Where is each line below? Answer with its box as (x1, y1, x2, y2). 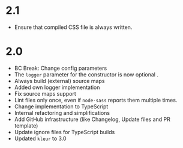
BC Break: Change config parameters (14, 64, 107, 72)
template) (14, 122, 38, 129)
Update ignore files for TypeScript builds (14, 128, 115, 135)
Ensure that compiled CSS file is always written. (14, 23, 133, 31)
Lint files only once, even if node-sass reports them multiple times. (14, 96, 178, 103)
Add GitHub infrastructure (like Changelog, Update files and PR (14, 116, 170, 123)
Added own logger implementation (14, 84, 100, 91)
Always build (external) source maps (14, 77, 105, 84)
